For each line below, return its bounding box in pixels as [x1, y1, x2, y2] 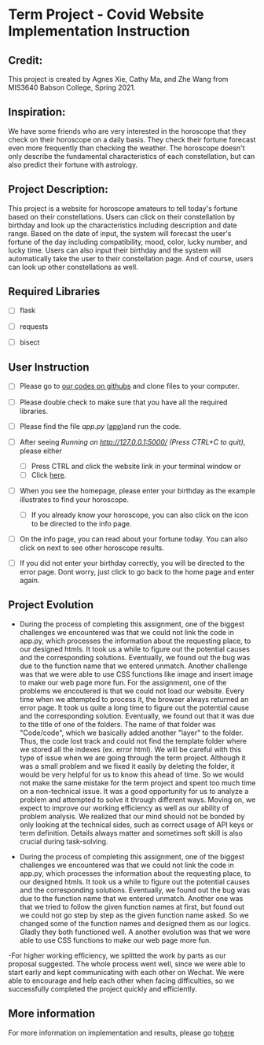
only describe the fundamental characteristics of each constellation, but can [8, 151, 255, 161]
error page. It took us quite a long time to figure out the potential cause [19, 703, 250, 712]
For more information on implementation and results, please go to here [8, 1028, 235, 1037]
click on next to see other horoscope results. [19, 543, 165, 552]
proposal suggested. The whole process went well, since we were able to [8, 958, 246, 969]
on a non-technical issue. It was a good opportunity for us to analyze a [19, 786, 249, 796]
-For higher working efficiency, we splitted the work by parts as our [8, 951, 226, 960]
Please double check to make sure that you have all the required [19, 397, 228, 407]
